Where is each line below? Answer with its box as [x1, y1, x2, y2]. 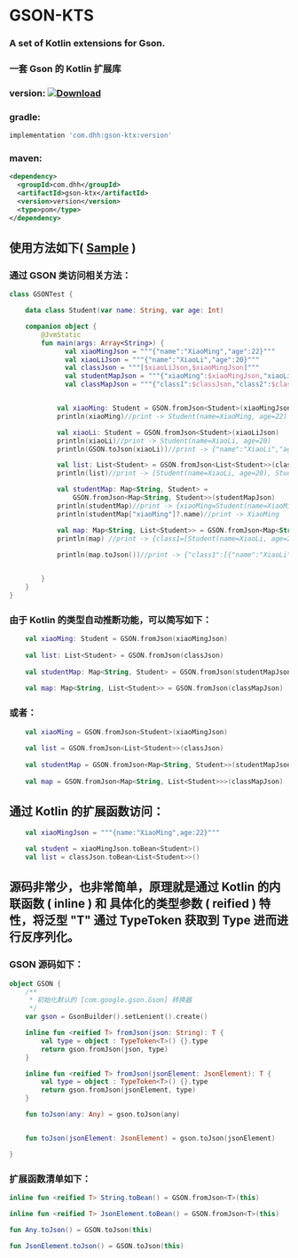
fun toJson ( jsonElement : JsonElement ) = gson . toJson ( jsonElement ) [25, 1134, 276, 1142]
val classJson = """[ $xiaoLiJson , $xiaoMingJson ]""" [65, 364, 260, 373]
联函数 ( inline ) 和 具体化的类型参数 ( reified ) [9, 896, 257, 911]
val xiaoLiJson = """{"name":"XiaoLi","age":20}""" [65, 355, 260, 365]
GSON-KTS [9, 5, 95, 26]
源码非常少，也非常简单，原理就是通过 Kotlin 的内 [9, 879, 281, 894]
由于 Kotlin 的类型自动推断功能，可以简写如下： [9, 613, 212, 626]
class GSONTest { [9, 290, 74, 299]
